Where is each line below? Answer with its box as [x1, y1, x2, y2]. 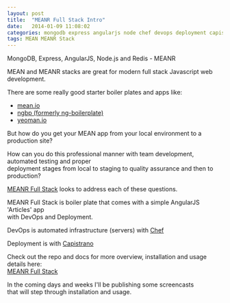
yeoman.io [16, 116, 47, 124]
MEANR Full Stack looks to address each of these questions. [7, 185, 178, 193]
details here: [7, 260, 42, 268]
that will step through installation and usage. [7, 288, 132, 296]
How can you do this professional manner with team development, [7, 150, 194, 158]
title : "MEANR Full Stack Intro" [7, 16, 106, 23]
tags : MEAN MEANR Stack [7, 36, 75, 43]
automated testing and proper [7, 157, 91, 165]
